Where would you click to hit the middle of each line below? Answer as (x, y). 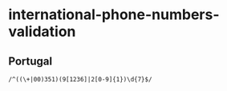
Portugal (30, 61)
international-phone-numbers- (114, 15)
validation (42, 32)
